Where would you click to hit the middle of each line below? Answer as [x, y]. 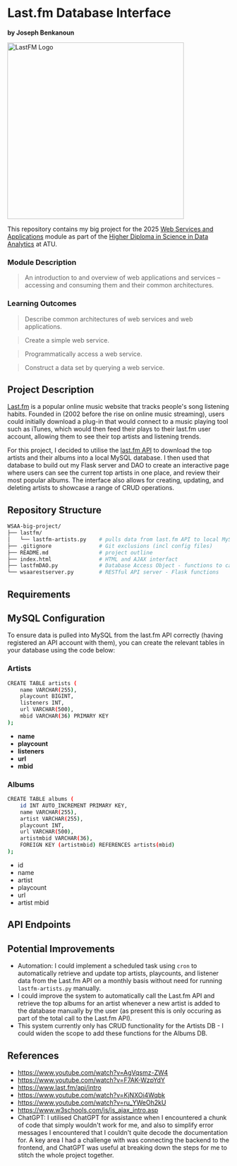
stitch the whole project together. [66, 1155]
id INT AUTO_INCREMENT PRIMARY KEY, [74, 805]
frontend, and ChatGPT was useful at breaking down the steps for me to [122, 1147]
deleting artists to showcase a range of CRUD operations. [91, 488]
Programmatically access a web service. [83, 354]
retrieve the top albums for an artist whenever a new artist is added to [119, 1004]
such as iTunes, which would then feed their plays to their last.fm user [109, 429]
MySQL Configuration [56, 618]
